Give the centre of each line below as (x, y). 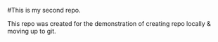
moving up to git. (32, 31)
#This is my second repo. (44, 10)
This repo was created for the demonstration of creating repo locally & (109, 23)
